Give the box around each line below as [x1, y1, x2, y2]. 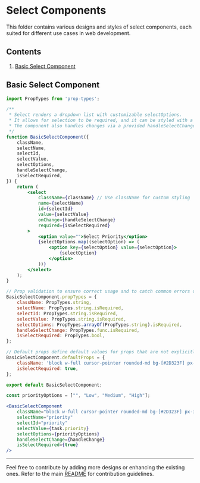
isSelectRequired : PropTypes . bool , [17, 333, 105, 339]
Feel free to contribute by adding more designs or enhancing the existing [6, 464, 185, 471]
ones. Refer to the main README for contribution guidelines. [6, 471, 154, 478]
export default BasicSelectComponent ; [6, 382, 102, 388]
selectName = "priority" [17, 415, 73, 421]
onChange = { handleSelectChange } [37, 217, 116, 223]
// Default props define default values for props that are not [6, 349, 169, 355]
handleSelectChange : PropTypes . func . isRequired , [17, 327, 140, 333]
